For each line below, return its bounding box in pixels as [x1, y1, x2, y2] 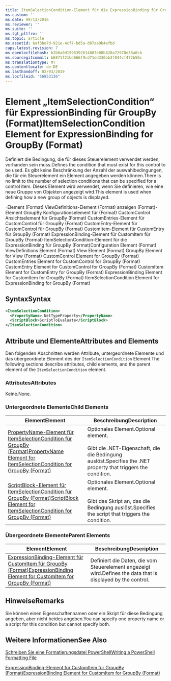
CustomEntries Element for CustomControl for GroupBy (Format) [5, 258, 140, 264]
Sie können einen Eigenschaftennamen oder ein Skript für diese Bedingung [5, 610, 163, 616]
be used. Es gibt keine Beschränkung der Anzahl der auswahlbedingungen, [5, 167, 163, 173]
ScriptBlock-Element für [8, 481, 67, 489]
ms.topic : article [5, 36, 44, 41]
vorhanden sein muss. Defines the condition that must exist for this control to [5, 161, 166, 167]
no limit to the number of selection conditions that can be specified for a [5, 178, 157, 184]
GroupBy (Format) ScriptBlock [8, 494, 79, 501]
